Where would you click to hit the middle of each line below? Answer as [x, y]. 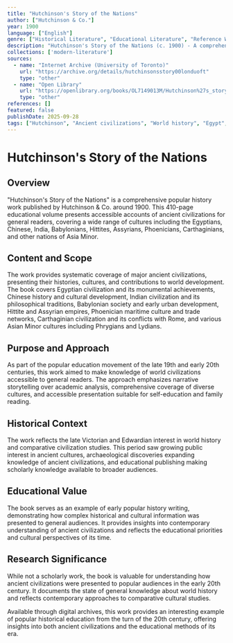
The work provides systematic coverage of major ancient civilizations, [107, 275]
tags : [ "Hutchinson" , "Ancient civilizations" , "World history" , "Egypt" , [118, 123]
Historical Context [48, 423]
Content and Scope [50, 258]
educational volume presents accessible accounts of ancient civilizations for [116, 214]
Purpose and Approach [58, 348]
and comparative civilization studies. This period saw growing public [105, 447]
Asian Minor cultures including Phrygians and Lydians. [85, 326]
